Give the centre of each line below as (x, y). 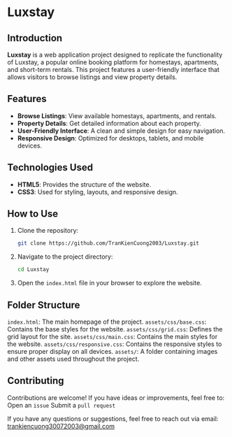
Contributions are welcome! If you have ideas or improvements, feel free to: (116, 397)
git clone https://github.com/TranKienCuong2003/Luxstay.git (108, 243)
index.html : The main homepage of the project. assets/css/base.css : (107, 322)
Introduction (35, 38)
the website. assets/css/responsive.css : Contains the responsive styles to (115, 344)
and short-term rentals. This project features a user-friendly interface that (114, 70)
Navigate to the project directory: (65, 257)
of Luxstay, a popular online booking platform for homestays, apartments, (113, 62)
